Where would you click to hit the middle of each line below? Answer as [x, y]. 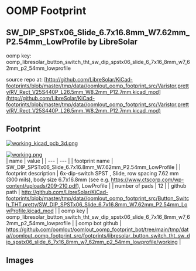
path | [13, 192]
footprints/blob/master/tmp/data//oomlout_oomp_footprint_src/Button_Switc [98, 198]
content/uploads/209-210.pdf [42, 185]
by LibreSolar [113, 41]
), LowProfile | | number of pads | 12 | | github [132, 185]
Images [20, 260]
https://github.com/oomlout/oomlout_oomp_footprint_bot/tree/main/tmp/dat [97, 229]
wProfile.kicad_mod [30, 211]
